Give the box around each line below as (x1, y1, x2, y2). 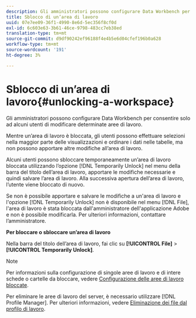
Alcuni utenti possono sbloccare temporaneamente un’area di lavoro (6, 156, 171, 163)
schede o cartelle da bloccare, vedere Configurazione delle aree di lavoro (6, 275, 184, 282)
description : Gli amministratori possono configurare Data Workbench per (6, 8, 191, 15)
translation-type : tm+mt (6, 31, 67, 36)
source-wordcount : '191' (6, 47, 67, 53)
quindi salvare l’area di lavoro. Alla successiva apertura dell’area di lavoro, (6, 174, 185, 182)
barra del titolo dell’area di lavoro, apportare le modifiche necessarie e (6, 168, 176, 175)
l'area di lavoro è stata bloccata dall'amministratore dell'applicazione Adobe (6, 205, 190, 212)
